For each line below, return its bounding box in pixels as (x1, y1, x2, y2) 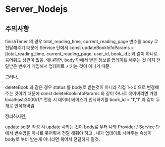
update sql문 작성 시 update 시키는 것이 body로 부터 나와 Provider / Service (5, 124, 155, 130)
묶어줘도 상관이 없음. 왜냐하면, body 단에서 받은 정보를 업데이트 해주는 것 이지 (5, 57, 156, 63)
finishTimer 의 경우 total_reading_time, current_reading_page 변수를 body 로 (5, 39, 159, 44)
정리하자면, (5, 113, 27, 119)
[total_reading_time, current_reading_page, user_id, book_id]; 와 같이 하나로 (5, 51, 158, 56)
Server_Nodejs (5, 3, 68, 15)
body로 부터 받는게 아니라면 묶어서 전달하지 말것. (5, 136, 100, 142)
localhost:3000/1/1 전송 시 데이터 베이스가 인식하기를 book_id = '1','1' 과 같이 (5, 97, 155, 102)
